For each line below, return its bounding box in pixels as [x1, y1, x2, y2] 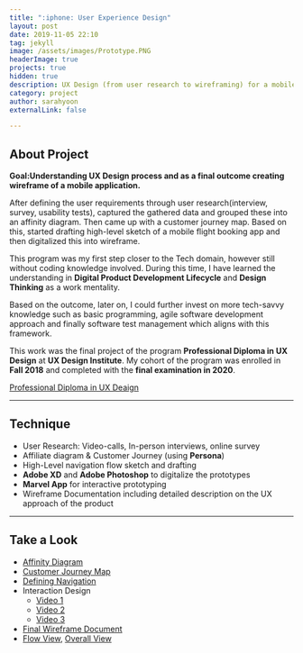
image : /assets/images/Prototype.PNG [9, 47, 151, 56]
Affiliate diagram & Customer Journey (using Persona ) [22, 449, 225, 460]
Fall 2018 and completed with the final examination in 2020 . [9, 365, 236, 376]
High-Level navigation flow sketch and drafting [22, 459, 197, 470]
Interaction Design [22, 585, 92, 595]
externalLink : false [9, 105, 87, 114]
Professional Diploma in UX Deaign [9, 382, 140, 393]
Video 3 [35, 613, 66, 624]
